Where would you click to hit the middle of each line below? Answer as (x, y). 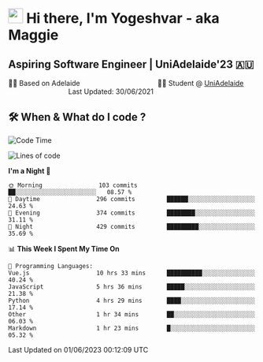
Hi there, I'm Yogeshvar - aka (123, 19)
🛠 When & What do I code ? (77, 117)
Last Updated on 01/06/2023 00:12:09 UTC (78, 349)
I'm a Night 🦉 (30, 170)
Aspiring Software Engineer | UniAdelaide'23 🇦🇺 (131, 64)
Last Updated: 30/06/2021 (111, 91)
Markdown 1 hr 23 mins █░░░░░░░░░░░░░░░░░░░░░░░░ (132, 328)
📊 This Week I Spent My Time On (64, 248)
